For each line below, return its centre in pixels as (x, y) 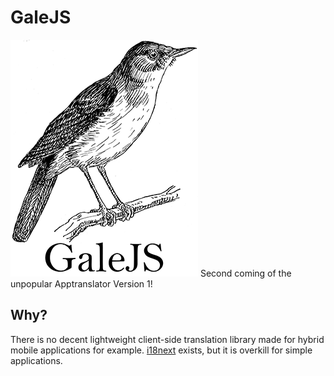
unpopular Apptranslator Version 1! (81, 283)
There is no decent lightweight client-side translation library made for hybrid (167, 339)
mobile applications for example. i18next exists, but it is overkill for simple (161, 350)
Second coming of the (245, 273)
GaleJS (41, 17)
